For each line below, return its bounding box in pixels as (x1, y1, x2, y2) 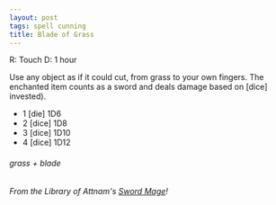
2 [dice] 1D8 (22, 118, 67, 129)
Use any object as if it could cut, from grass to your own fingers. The (9, 72, 264, 83)
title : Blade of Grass (9, 30, 94, 39)
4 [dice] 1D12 (22, 137, 71, 148)
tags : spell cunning (9, 22, 87, 31)
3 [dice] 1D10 (22, 128, 71, 138)
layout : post (9, 13, 58, 22)
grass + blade (9, 157, 61, 168)
